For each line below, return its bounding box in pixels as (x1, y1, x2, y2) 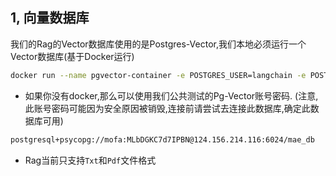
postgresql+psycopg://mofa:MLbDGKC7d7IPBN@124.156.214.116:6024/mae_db (10, 134, 315, 145)
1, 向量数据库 (10, 9, 90, 27)
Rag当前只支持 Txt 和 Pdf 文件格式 (24, 154, 157, 166)
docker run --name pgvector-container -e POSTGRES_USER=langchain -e (10, 70, 307, 80)
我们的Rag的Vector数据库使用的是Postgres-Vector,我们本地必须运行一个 (10, 38, 307, 50)
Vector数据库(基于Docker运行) (10, 50, 135, 62)
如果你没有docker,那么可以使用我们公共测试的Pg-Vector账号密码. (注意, (24, 89, 319, 102)
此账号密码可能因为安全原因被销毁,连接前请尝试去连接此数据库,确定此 (24, 102, 311, 114)
